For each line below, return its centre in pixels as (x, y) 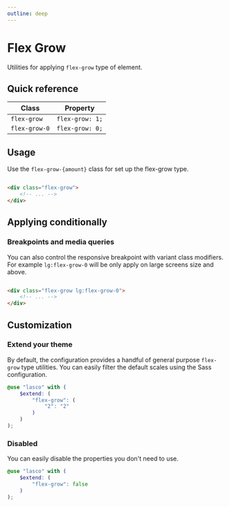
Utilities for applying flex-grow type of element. (75, 67)
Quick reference (43, 88)
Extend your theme (40, 345)
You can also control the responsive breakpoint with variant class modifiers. (115, 257)
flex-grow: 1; (80, 119)
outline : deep (28, 14)
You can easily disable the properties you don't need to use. (93, 459)
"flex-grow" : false (60, 484)
